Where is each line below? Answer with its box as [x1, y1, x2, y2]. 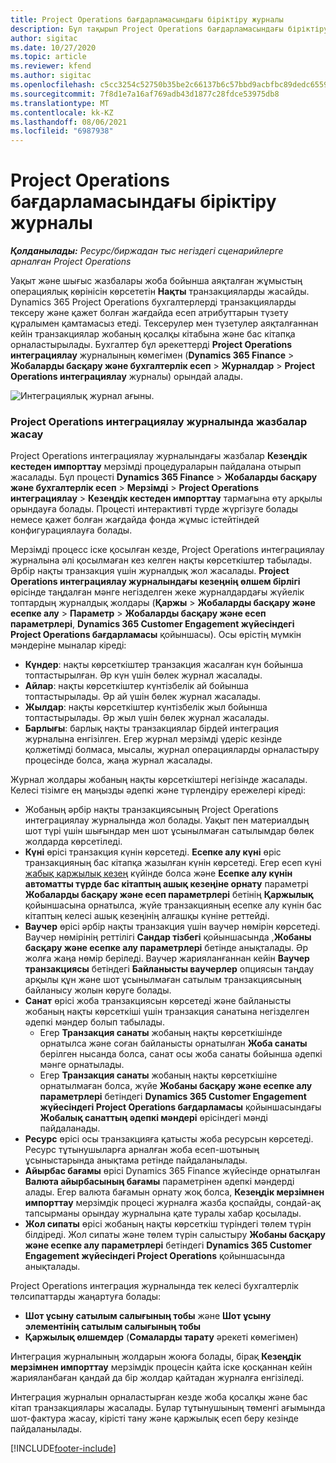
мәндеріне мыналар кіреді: [10, 639, 127, 651]
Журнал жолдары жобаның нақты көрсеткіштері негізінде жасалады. [10, 774, 308, 786]
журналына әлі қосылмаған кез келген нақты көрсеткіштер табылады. [10, 554, 313, 566]
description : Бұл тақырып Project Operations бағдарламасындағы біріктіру [10, 24, 329, 34]
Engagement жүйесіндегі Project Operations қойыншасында [24, 1250, 286, 1262]
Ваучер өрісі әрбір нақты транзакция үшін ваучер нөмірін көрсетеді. [24, 921, 321, 933]
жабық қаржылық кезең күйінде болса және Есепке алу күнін [24, 867, 293, 880]
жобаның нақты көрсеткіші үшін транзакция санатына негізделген [24, 1006, 310, 1018]
